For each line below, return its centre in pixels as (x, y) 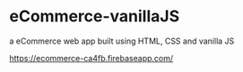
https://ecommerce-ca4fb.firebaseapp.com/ (91, 58)
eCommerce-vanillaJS (95, 16)
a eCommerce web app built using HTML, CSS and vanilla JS (122, 41)
